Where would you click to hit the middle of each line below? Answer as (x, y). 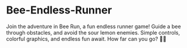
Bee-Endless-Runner (59, 10)
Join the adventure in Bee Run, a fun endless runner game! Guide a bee (93, 26)
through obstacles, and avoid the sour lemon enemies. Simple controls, (93, 32)
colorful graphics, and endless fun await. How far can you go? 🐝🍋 (86, 39)
